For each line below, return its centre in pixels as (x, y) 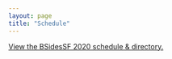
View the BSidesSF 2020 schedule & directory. (86, 46)
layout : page (30, 16)
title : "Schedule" (39, 23)
